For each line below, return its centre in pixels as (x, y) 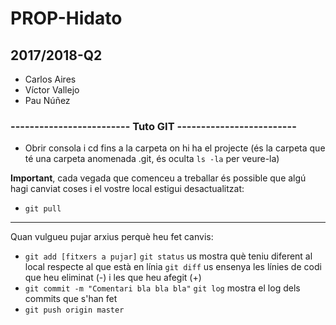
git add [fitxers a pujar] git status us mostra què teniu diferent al (168, 256)
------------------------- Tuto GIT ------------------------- (153, 126)
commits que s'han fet (71, 299)
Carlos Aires (50, 79)
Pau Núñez (47, 100)
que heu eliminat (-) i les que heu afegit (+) (113, 278)
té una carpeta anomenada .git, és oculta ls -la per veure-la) (152, 159)
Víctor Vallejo (52, 90)
